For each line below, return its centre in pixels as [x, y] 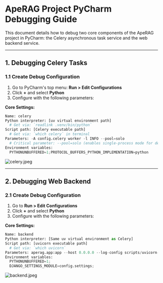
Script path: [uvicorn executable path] [47, 243]
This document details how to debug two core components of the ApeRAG [79, 33]
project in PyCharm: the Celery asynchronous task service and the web [76, 38]
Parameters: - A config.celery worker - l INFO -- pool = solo [65, 139]
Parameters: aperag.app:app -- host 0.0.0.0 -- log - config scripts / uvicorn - [82, 252]
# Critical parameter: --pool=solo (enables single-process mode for [81, 143]
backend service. [22, 43]
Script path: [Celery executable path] [45, 130]
